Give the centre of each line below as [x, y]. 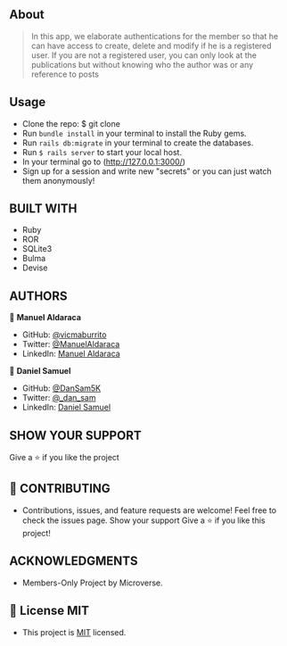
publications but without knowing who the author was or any [142, 64]
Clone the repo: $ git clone [71, 123]
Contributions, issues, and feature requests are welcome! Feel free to [149, 510]
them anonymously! [58, 180]
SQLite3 [37, 249]
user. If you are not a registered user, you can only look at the [143, 55]
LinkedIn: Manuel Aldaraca [71, 354]
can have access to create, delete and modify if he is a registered [151, 46]
